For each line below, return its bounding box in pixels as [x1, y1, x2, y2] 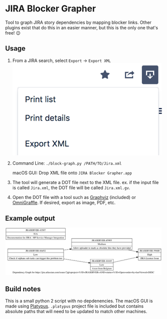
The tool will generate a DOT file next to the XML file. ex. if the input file [12, 180, 159, 186]
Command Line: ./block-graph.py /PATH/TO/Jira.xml [12, 160, 122, 166]
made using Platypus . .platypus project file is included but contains [5, 303, 144, 309]
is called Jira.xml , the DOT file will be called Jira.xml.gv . [12, 185, 131, 191]
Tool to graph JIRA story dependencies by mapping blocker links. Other [5, 19, 152, 25]
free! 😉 [5, 30, 21, 36]
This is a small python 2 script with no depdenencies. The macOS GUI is [5, 298, 153, 304]
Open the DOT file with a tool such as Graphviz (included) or [12, 194, 136, 200]
